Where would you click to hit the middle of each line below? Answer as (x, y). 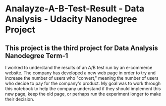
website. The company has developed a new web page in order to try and (81, 73)
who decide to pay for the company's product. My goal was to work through (83, 83)
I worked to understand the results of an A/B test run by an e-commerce (79, 68)
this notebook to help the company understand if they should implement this (83, 89)
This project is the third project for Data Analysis (82, 48)
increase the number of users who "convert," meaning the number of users (82, 78)
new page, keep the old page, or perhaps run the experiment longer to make (83, 94)
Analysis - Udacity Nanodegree (71, 19)
